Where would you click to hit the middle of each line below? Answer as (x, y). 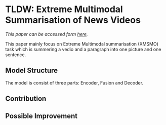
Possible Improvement (41, 116)
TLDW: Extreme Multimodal (64, 9)
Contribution (26, 99)
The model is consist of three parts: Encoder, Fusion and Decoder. (74, 82)
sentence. (16, 55)
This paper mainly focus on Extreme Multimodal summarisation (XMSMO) (82, 44)
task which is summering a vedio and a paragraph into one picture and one (83, 49)
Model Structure (32, 71)
